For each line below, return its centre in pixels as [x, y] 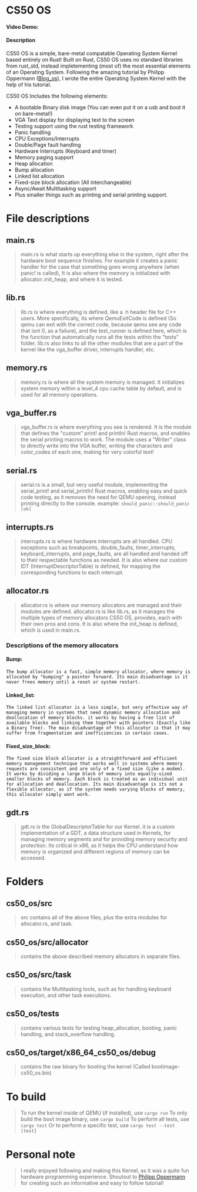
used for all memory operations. [59, 394]
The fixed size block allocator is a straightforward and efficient [92, 759]
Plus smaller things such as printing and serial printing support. [91, 195]
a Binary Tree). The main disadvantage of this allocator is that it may [98, 728]
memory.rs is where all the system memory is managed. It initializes [102, 382]
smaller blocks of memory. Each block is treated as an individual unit [97, 779]
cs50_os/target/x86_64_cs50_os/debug [81, 1053]
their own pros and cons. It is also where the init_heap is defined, [99, 624]
